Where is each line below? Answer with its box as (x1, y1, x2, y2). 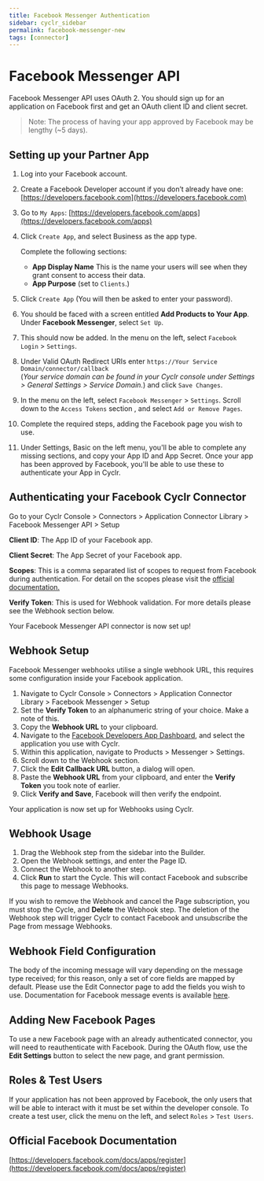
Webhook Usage (9, 827, 92, 841)
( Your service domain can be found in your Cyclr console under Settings (20, 372, 255, 381)
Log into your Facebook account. (20, 169, 128, 178)
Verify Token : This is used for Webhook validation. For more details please (9, 598, 251, 607)
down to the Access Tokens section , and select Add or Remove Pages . (20, 404, 243, 413)
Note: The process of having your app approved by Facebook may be (27, 117, 254, 127)
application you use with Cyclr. (20, 739, 120, 748)
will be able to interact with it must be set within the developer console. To (9, 1103, 250, 1113)
